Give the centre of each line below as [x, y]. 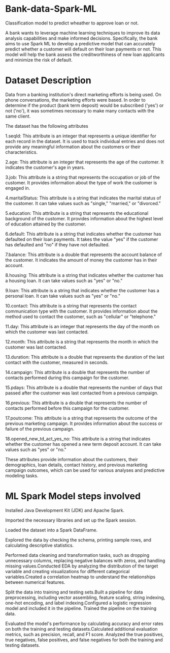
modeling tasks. [22, 475]
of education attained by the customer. [46, 224]
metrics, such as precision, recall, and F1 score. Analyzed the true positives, [84, 634]
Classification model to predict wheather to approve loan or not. [72, 23]
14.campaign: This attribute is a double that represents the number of [78, 372]
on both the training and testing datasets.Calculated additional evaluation [82, 629]
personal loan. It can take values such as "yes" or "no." [63, 296]
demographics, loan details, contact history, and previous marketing [76, 465]
